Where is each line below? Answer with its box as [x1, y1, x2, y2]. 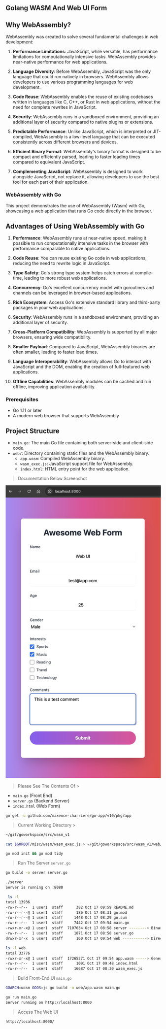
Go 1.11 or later [12, 407, 42, 413]
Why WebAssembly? [5, 21, 71, 29]
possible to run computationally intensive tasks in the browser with [12, 240, 148, 246]
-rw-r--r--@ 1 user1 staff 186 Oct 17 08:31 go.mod [5, 910, 127, 915]
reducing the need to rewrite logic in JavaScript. [12, 261, 111, 266]
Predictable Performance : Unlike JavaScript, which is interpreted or [12, 129, 152, 134]
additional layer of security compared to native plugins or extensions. [12, 119, 154, 125]
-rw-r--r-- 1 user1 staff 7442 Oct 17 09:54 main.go [5, 921, 130, 926]
